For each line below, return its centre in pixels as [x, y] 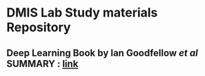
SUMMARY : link [42, 64]
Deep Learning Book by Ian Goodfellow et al [102, 53]
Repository [39, 27]
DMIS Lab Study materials [82, 13]
